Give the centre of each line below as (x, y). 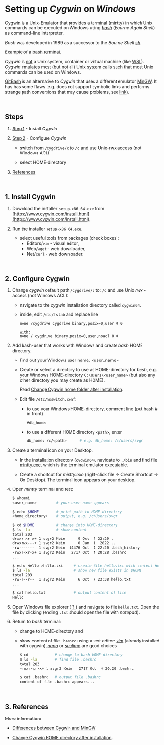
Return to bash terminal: (36, 621)
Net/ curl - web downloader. (55, 254)
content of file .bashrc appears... (57, 682)
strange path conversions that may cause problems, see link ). (67, 92)
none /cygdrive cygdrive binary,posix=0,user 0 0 (71, 324)
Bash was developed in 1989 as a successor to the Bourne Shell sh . (73, 42)
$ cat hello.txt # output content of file (69, 593)
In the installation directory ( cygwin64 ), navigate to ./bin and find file (88, 460)
